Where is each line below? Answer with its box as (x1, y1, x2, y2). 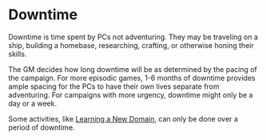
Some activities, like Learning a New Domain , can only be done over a (8, 114, 238, 123)
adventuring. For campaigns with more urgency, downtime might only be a (8, 90, 253, 99)
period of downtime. (8, 122, 75, 132)
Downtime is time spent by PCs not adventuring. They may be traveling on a (8, 32, 258, 42)
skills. (8, 49, 27, 58)
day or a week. (8, 98, 58, 108)
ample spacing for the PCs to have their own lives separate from (8, 82, 220, 91)
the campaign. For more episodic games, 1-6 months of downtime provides (8, 73, 256, 82)
